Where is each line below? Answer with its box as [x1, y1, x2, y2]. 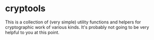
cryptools [5, 3, 46, 14]
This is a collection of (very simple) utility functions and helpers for [5, 19, 141, 25]
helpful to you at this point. [5, 29, 60, 35]
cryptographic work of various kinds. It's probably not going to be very [5, 24, 150, 30]
